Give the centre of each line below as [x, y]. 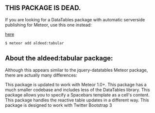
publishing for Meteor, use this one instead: [48, 25]
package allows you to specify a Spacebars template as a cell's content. [77, 95]
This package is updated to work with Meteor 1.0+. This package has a [76, 84]
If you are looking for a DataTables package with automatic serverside [75, 19]
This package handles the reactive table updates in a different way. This [77, 100]
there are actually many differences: [41, 75]
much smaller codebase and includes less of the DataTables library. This [77, 90]
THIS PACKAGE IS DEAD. [43, 8]
